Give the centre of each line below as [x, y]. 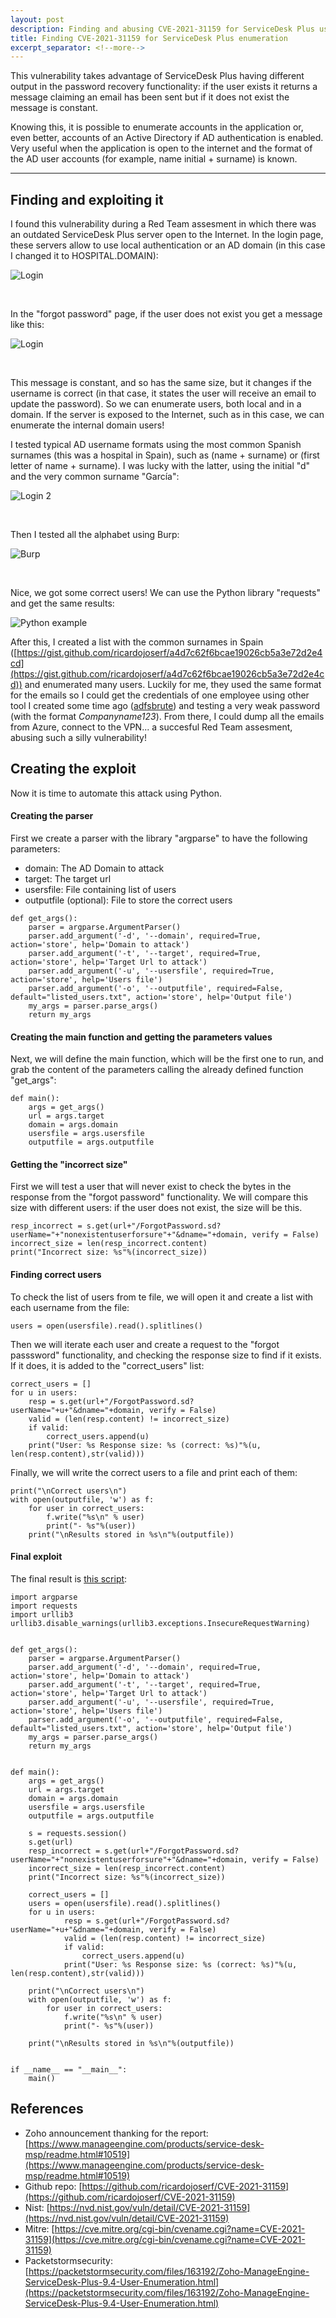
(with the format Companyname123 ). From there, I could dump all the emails [167, 717]
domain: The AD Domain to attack [94, 868]
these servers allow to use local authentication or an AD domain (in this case [168, 245]
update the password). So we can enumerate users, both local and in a [156, 404]
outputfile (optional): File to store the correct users [128, 900]
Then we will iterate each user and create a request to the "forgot [145, 1344]
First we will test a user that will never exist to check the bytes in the [151, 1187]
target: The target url [68, 879]
